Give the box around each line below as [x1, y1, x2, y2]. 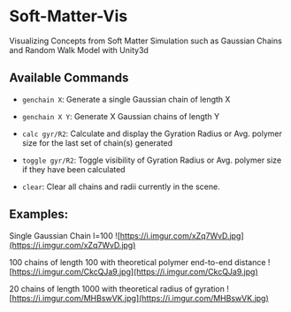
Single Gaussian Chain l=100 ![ [9, 230, 121, 240]
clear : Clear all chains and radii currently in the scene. [21, 181, 220, 192]
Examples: [9, 207, 69, 222]
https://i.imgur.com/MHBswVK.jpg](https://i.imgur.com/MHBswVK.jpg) [11, 293, 270, 303]
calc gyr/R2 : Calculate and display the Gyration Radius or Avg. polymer [21, 128, 283, 139]
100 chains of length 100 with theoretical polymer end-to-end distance [9, 256, 266, 267]
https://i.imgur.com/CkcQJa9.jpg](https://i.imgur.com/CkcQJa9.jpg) [11, 266, 258, 277]
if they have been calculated [21, 164, 126, 174]
